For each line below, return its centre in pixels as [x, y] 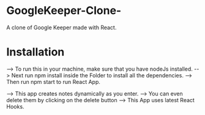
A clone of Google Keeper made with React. [61, 27]
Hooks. [15, 106]
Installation [35, 52]
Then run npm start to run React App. [54, 82]
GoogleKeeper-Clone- [64, 11]
